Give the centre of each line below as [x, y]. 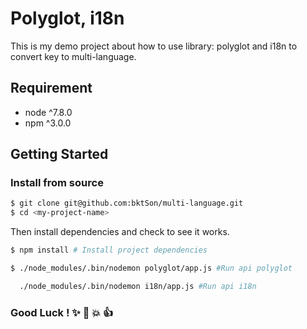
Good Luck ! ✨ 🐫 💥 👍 [62, 312]
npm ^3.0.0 [48, 123]
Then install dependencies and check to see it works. [120, 232]
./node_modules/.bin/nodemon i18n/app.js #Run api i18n [138, 286]
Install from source [57, 183]
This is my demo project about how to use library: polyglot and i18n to [154, 46]
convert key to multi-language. [73, 56]
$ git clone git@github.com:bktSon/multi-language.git [127, 203]
